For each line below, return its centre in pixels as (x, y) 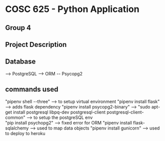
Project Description (36, 44)
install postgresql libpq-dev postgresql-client (59, 112)
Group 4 (18, 28)
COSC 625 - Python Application (72, 9)
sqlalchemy (17, 128)
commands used (32, 89)
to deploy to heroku (25, 133)
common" (15, 117)
